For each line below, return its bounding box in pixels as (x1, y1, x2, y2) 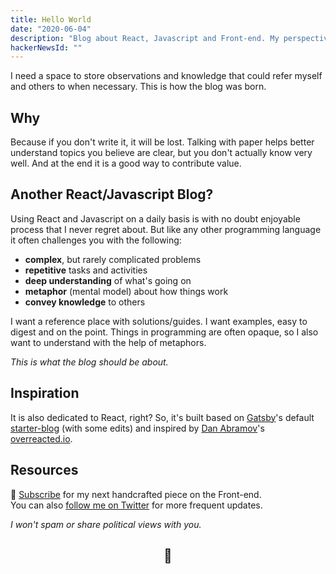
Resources (10, 462, 79, 479)
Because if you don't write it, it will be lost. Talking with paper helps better (10, 136, 315, 148)
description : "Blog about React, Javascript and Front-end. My (10, 33, 280, 43)
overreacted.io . (10, 432, 73, 445)
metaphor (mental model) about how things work (24, 285, 229, 297)
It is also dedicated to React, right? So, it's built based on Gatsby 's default (10, 411, 315, 423)
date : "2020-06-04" (10, 24, 92, 34)
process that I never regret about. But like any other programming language (10, 223, 322, 235)
